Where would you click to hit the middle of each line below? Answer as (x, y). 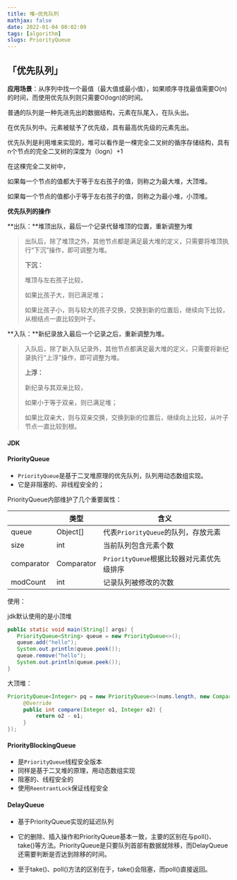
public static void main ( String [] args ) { (71, 629)
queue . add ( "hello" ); (47, 642)
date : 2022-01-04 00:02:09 (47, 27)
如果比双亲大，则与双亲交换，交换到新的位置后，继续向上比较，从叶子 (127, 417)
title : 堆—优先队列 (33, 14)
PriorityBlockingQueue (42, 745)
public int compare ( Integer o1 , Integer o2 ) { (92, 709)
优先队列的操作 (29, 211)
